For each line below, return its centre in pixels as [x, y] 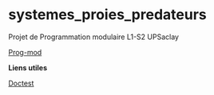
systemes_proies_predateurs [107, 15]
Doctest [21, 83]
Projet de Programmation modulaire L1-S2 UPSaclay [94, 37]
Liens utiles [28, 67]
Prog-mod [25, 52]
